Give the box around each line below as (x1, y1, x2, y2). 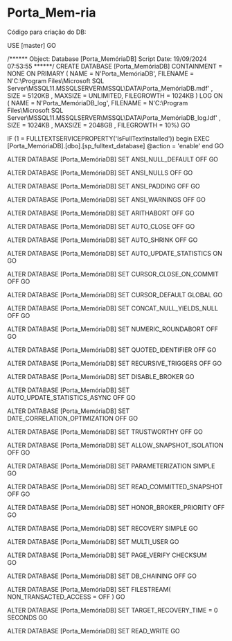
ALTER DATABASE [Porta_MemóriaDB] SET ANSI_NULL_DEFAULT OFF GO (7, 155, 219, 164)
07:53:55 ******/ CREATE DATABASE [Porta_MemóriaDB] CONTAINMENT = (7, 62, 223, 70)
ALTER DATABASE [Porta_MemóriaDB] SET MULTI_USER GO (7, 537, 179, 545)
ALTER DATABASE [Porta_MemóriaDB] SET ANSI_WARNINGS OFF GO (7, 195, 206, 204)
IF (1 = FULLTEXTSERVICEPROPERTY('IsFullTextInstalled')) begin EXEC (7, 134, 210, 143)
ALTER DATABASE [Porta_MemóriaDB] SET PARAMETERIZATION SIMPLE (7, 462, 215, 470)
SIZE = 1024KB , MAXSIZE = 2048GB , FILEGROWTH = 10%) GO (7, 121, 190, 129)
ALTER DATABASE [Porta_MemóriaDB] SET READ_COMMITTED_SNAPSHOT (7, 482, 224, 491)
